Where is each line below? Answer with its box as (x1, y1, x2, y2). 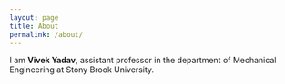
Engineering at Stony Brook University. (9, 64, 155, 75)
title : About (9, 22, 59, 31)
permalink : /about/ (9, 30, 84, 39)
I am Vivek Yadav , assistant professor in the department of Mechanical (9, 55, 277, 66)
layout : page (9, 13, 59, 23)
